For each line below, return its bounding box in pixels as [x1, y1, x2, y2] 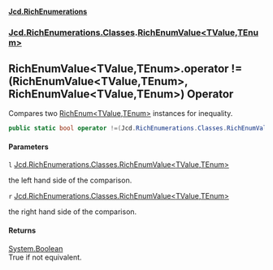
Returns [8, 225, 37, 235]
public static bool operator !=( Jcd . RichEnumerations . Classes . [8, 124, 227, 133]
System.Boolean [8, 243, 63, 253]
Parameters [8, 142, 49, 152]
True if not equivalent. [8, 252, 83, 262]
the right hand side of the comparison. [8, 207, 137, 216]
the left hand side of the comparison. [8, 175, 132, 186]
